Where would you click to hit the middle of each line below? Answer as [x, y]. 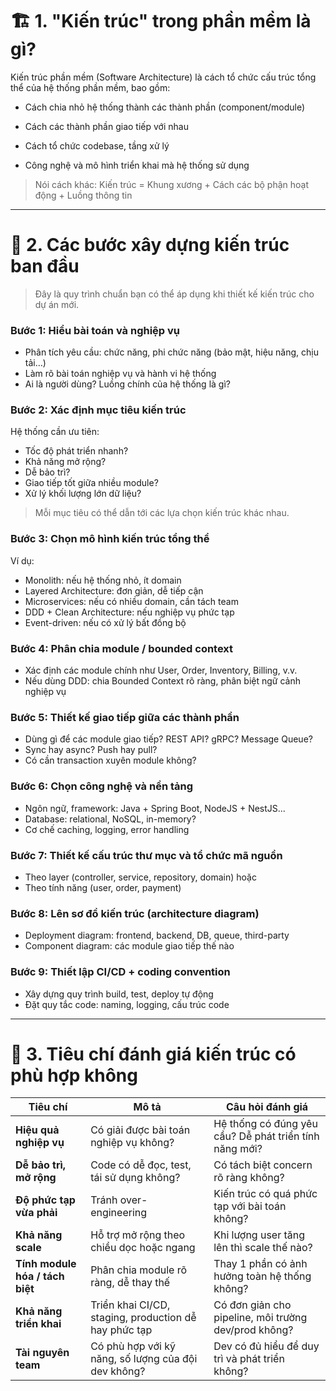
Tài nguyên [42, 1353]
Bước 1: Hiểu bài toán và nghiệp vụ [95, 330]
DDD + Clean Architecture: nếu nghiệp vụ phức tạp [129, 612]
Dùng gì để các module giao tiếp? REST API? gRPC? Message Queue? [168, 739]
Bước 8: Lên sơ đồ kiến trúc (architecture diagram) [135, 913]
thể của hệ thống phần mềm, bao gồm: [90, 87]
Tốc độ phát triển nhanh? [76, 451]
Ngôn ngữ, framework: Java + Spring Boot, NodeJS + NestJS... [155, 808]
